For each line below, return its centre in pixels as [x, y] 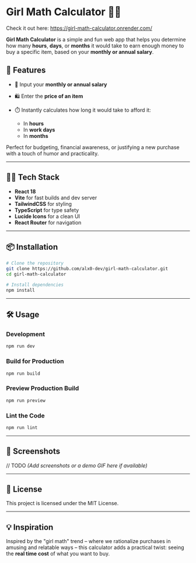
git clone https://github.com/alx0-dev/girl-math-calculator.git [87, 269]
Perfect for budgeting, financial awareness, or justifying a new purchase [93, 147]
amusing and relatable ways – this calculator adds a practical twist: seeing [95, 548]
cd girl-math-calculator [36, 274]
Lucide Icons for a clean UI [47, 216]
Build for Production [35, 361]
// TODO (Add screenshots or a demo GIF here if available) [77, 465]
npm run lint [22, 427]
